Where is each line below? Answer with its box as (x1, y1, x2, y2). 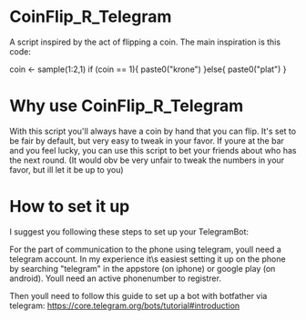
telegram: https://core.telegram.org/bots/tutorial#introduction (9, 300, 240, 311)
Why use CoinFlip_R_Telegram (9, 95, 244, 116)
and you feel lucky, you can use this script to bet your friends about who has (9, 145, 297, 155)
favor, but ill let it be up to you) (9, 164, 125, 175)
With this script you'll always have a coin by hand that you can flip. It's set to (9, 125, 297, 136)
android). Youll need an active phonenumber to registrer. (9, 273, 221, 284)
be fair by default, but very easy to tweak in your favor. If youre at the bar (9, 135, 285, 146)
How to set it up (9, 196, 130, 217)
